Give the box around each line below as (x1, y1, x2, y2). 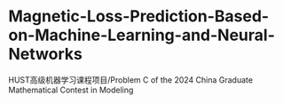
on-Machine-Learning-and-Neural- (8, 25, 276, 45)
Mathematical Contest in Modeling (8, 84, 134, 95)
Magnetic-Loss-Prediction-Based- (8, 6, 270, 27)
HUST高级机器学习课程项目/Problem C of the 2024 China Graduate (8, 74, 254, 85)
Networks (8, 44, 83, 64)
